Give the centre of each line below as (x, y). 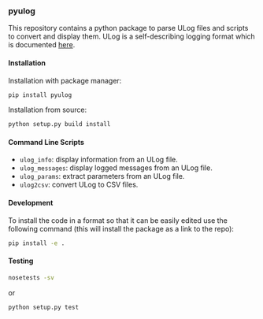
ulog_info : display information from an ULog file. (99, 160)
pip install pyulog (40, 95)
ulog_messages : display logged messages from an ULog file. (116, 168)
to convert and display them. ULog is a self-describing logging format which (132, 36)
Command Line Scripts (46, 142)
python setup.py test (44, 307)
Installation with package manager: (65, 80)
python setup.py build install (59, 124)
